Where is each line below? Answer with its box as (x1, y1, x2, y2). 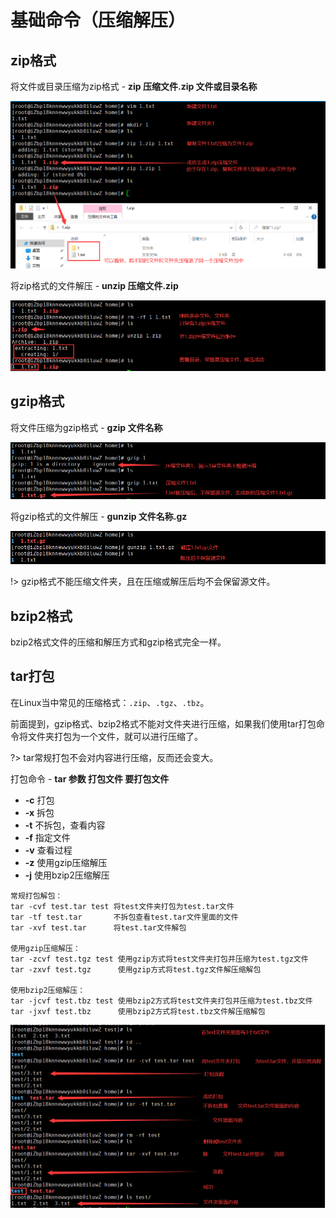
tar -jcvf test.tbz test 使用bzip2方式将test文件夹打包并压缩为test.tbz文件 (10, 996, 313, 1006)
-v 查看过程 (24, 844, 73, 856)
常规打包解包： (10, 891, 63, 901)
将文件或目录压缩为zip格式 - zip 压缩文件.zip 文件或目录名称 (10, 81, 258, 92)
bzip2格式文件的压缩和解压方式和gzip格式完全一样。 (10, 636, 227, 648)
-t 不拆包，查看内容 (24, 819, 106, 831)
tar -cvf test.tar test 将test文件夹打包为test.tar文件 (10, 901, 235, 911)
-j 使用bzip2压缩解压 (24, 869, 110, 881)
